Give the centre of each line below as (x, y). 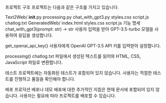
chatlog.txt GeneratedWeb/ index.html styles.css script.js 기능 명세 (73, 23)
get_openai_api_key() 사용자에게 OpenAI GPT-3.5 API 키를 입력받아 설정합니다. (83, 46)
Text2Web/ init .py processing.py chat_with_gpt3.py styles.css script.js (77, 17)
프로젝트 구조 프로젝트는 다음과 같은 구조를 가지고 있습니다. (62, 7)
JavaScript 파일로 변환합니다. (34, 62)
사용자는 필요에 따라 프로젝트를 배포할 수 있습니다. (68, 96)
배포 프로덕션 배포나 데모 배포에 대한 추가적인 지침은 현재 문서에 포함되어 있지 (80, 89)
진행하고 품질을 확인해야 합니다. (45, 79)
